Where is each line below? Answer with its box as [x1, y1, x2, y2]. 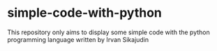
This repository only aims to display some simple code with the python [7, 28, 211, 36]
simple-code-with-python [7, 5, 162, 21]
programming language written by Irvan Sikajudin [7, 35, 149, 43]
